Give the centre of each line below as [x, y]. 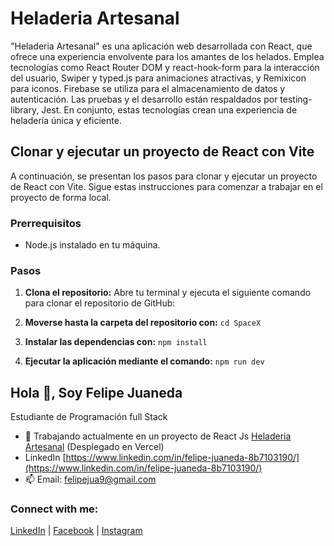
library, [25, 109]
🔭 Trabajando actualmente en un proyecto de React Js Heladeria [158, 436]
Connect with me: [54, 509]
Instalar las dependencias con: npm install [116, 342]
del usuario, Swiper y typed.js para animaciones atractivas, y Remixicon [158, 78]
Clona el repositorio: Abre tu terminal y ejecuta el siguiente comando [168, 293]
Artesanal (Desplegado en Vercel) [94, 447]
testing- [296, 99]
